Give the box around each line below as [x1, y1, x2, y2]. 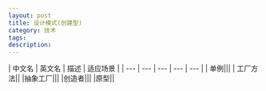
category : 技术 [8, 26, 57, 34]
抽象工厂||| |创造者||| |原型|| [23, 74, 115, 83]
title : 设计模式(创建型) [8, 19, 82, 27]
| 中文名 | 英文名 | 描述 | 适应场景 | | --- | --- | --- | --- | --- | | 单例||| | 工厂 [8, 64, 252, 74]
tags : [8, 33, 26, 42]
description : [8, 41, 52, 49]
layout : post [8, 11, 52, 20]
